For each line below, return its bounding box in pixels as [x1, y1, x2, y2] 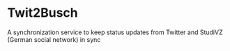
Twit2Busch [7, 5, 78, 21]
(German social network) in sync [7, 35, 101, 43]
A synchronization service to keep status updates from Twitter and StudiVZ [7, 28, 223, 36]
